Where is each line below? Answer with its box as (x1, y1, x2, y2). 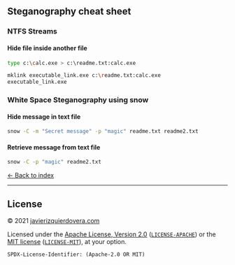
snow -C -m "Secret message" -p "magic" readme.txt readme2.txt (7, 128, 199, 135)
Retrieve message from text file (7, 143, 101, 151)
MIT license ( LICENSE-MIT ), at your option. (7, 238, 127, 246)
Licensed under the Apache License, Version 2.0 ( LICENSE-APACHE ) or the (7, 230, 216, 238)
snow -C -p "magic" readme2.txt (7, 159, 101, 166)
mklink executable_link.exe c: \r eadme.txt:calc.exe (7, 72, 161, 79)
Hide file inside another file (7, 43, 87, 52)
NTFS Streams (7, 27, 58, 36)
